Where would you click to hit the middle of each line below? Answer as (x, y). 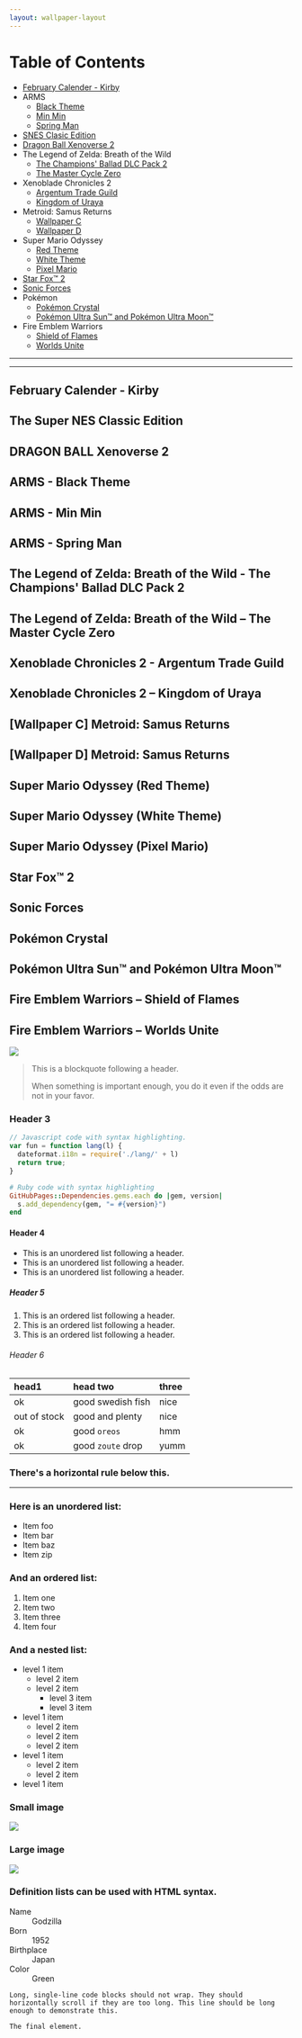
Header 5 (27, 1293)
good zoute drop (108, 1445)
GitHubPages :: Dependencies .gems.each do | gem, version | (116, 1196)
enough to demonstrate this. (64, 2011)
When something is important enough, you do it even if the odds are (157, 1086)
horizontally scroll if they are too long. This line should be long (142, 2003)
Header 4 (27, 1233)
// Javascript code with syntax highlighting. (98, 1138)
